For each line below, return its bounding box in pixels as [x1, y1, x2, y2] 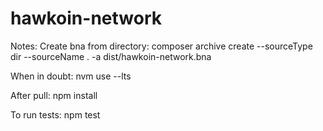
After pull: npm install [10, 89, 98, 101]
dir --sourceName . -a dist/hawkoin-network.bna [10, 50, 212, 62]
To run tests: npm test [10, 108, 101, 121]
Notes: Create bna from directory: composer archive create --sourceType [10, 40, 313, 52]
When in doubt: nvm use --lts [10, 70, 132, 82]
